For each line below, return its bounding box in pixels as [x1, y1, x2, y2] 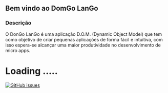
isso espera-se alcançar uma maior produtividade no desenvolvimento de [5, 42, 161, 48]
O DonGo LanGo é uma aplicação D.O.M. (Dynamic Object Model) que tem [5, 31, 162, 37]
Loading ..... [5, 65, 58, 77]
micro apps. [5, 47, 31, 53]
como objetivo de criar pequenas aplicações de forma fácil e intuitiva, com [5, 36, 163, 42]
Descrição [5, 19, 32, 27]
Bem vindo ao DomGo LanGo [5, 4, 98, 13]
